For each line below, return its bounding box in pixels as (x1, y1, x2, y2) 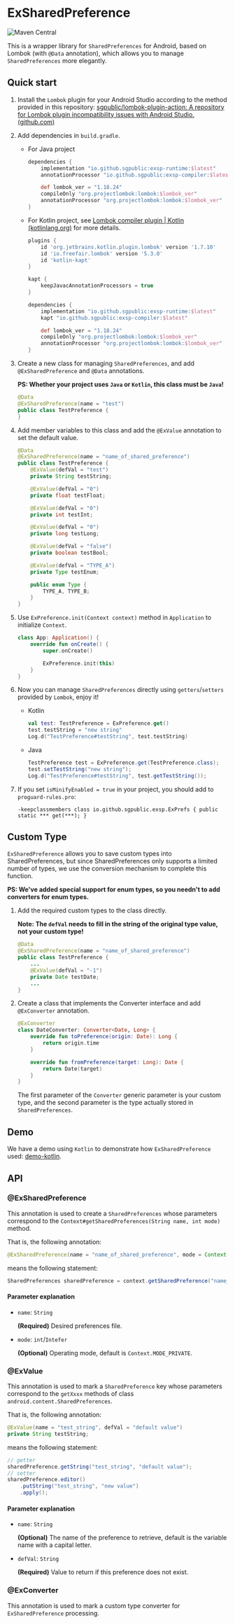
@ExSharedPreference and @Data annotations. (17, 367, 145, 375)
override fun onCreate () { (30, 641, 109, 648)
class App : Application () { (17, 635, 99, 642)
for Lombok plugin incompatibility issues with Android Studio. (17, 110, 194, 118)
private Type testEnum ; (30, 568, 99, 575)
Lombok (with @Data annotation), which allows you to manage (7, 49, 184, 57)
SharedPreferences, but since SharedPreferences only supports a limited (7, 857, 218, 866)
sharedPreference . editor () (7, 1476, 86, 1483)
